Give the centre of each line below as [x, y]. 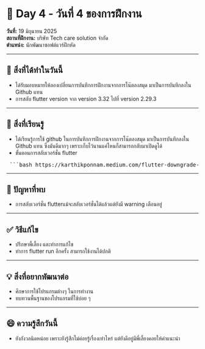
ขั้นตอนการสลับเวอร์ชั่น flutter [46, 152]
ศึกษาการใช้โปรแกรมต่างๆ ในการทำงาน [54, 291]
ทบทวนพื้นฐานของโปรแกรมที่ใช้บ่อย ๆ [53, 298]
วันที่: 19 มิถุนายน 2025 [32, 31]
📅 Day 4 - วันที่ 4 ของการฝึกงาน [74, 14]
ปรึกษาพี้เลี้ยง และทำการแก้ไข [44, 244]
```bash [21, 165]
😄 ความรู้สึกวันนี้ [32, 324]
